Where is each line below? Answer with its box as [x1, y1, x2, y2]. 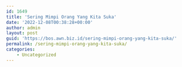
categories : [6, 47, 35, 52]
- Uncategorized [16, 52, 57, 58]
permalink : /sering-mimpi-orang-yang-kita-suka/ [6, 41, 127, 47]
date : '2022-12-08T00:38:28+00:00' [6, 19, 93, 25]
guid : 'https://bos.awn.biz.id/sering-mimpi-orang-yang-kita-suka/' [6, 36, 177, 41]
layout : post [6, 30, 38, 36]
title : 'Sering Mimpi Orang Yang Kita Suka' [6, 14, 117, 20]
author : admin [6, 24, 41, 31]
